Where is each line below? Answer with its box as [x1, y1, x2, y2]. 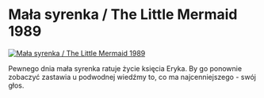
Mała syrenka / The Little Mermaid [8, 6, 238, 24]
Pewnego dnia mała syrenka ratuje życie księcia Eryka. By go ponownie [8, 63, 243, 73]
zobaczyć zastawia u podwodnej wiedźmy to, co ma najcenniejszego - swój [8, 72, 256, 81]
